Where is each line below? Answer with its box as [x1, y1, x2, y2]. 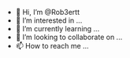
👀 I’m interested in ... [15, 16, 83, 25]
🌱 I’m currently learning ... [15, 24, 100, 33]
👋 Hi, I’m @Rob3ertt [15, 8, 80, 16]
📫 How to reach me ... [15, 42, 89, 50]
